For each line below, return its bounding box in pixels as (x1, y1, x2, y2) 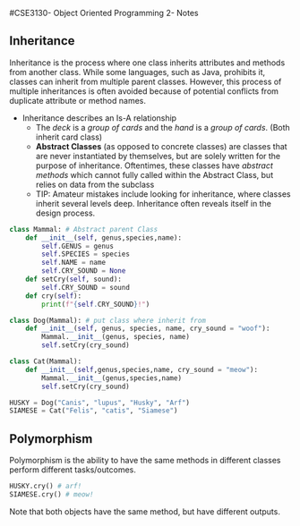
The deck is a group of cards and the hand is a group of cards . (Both (35, 122, 291, 132)
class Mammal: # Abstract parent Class (9, 225, 159, 233)
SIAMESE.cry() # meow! (9, 490, 94, 499)
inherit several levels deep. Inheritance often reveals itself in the (35, 198, 271, 208)
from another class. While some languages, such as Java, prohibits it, (9, 66, 266, 77)
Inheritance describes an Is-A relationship (21, 112, 177, 123)
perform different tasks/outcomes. (9, 464, 136, 475)
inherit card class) (35, 131, 103, 142)
